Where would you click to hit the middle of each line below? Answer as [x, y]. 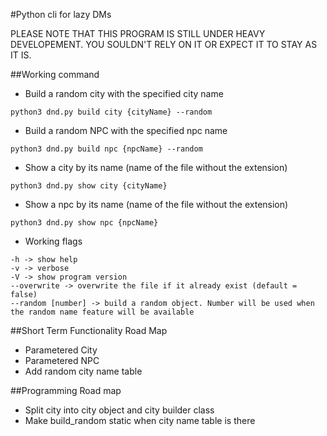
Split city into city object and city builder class [119, 410]
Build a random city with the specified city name [124, 93]
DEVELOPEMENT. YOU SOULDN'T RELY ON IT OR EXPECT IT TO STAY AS [164, 44]
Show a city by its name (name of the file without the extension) [156, 167]
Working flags [53, 241]
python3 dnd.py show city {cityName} [89, 186]
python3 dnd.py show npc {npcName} [84, 223]
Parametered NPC [62, 360]
